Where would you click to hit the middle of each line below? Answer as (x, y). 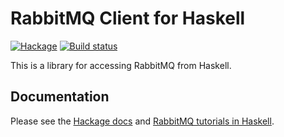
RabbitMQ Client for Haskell (128, 18)
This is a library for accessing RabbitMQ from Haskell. (121, 65)
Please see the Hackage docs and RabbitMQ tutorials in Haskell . (142, 121)
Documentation (60, 97)
